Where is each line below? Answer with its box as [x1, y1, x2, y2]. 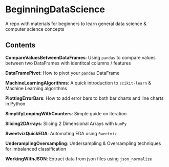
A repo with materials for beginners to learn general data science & [5, 20, 147, 27]
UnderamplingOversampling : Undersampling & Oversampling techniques [5, 140, 161, 147]
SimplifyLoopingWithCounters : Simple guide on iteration [5, 110, 127, 116]
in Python [5, 100, 26, 107]
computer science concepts [5, 26, 65, 32]
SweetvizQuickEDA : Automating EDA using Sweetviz [5, 130, 117, 136]
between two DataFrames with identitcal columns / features [5, 60, 131, 66]
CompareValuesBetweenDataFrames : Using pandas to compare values [5, 54, 156, 60]
